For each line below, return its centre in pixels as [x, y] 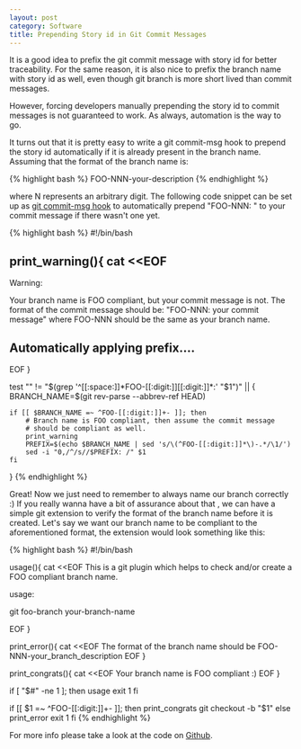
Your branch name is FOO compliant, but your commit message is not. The [147, 300]
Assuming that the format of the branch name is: [99, 162]
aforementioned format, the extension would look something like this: [137, 532]
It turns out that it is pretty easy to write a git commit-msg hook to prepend [147, 143]
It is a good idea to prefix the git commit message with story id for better [143, 60]
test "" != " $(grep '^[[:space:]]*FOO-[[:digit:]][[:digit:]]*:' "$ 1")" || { [133, 387]
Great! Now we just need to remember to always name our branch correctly [149, 494]
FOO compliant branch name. [64, 577]
